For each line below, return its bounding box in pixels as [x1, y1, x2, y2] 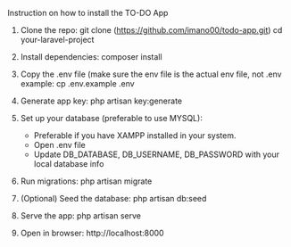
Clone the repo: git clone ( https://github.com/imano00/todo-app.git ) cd [20, 25, 283, 35]
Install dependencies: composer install [20, 52, 162, 62]
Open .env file [33, 140, 86, 150]
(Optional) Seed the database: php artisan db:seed [20, 193, 207, 203]
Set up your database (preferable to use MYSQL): [20, 113, 204, 123]
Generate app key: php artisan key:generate [20, 95, 183, 106]
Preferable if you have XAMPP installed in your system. [33, 130, 237, 141]
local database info [33, 159, 104, 169]
